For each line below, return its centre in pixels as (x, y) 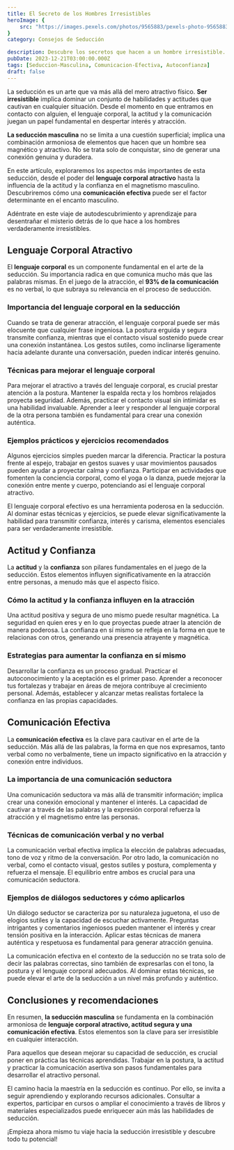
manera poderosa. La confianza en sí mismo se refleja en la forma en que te (116, 630)
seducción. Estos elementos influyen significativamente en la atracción (109, 575)
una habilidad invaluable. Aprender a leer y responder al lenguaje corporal (114, 408)
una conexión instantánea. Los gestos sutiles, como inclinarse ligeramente (114, 345)
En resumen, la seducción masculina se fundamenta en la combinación (110, 1017)
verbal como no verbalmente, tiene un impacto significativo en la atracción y (117, 754)
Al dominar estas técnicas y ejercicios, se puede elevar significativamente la (117, 514)
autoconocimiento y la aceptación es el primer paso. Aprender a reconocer (115, 678)
